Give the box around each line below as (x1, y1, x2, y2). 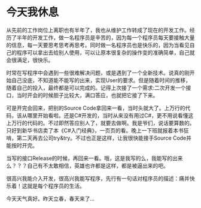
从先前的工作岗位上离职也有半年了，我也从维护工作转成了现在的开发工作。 (6, 26, 190, 34)
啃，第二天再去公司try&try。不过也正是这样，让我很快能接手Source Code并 (6, 134, 192, 141)
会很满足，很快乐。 (6, 56, 54, 64)
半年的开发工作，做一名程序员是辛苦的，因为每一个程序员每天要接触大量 (16, 34, 195, 41)
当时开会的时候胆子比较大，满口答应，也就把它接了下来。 (16, 91, 159, 99)
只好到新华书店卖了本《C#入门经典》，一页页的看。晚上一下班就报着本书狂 (6, 126, 190, 134)
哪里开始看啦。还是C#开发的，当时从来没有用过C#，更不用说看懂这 (26, 111, 194, 119)
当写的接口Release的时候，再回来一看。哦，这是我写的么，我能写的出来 (6, 154, 184, 162)
